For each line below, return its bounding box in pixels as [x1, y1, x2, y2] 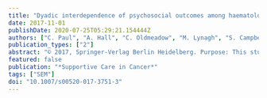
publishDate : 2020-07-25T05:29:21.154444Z [8, 26, 151, 34]
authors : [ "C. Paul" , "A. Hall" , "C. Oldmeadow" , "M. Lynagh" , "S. [8, 33, 237, 42]
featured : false [8, 56, 62, 64]
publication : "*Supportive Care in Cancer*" [8, 63, 158, 71]
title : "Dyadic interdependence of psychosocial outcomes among [8, 11, 226, 20]
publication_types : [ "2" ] [8, 41, 94, 49]
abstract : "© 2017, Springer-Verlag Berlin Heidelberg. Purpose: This [8, 48, 247, 56]
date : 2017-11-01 [8, 19, 66, 27]
